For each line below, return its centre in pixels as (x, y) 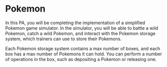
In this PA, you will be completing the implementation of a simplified (75, 23)
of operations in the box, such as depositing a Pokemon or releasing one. (81, 59)
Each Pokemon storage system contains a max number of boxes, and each (83, 48)
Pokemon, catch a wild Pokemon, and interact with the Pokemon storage (80, 33)
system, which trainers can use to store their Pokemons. (63, 39)
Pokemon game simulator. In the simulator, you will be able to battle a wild (82, 28)
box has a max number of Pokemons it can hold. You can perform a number (84, 54)
